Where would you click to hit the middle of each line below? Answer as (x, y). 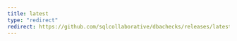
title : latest (28, 14)
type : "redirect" (33, 20)
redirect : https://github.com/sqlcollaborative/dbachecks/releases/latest (120, 26)
